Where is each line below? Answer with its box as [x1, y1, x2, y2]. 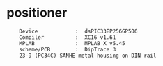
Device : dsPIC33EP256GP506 [19, 28, 138, 35]
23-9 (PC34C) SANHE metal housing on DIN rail [19, 52, 157, 59]
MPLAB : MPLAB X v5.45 [19, 40, 126, 47]
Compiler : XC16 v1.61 [19, 33, 116, 41]
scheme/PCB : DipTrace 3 [19, 46, 116, 53]
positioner [6, 5, 68, 21]
